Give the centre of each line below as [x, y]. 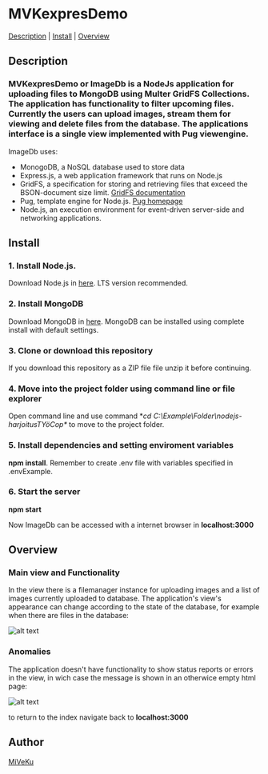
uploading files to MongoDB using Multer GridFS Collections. [129, 94]
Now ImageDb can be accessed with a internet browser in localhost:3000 [131, 525]
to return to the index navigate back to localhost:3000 [99, 717]
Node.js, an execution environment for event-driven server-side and [132, 209]
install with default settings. [54, 329]
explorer [25, 398]
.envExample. [31, 471]
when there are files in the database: [69, 616]
